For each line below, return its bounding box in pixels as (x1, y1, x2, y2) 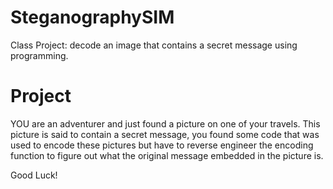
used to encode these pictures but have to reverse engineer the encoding (10, 139, 314, 151)
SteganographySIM (10, 6, 175, 29)
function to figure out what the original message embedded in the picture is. (10, 149, 324, 161)
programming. (10, 49, 69, 61)
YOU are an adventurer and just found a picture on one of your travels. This (10, 117, 321, 130)
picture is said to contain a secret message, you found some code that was (10, 128, 320, 140)
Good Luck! (10, 169, 58, 181)
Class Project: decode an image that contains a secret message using (10, 39, 298, 51)
